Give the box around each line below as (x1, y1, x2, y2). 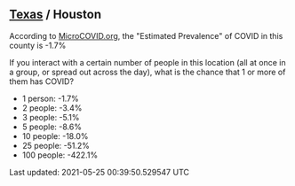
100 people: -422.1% (21, 150, 99, 160)
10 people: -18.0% (21, 130, 89, 141)
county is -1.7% (9, 40, 67, 50)
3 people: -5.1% (21, 112, 80, 122)
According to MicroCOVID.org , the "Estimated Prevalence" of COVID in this (9, 30, 283, 41)
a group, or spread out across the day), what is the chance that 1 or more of (9, 66, 286, 77)
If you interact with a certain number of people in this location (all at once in (9, 57, 286, 67)
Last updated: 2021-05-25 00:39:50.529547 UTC (9, 167, 189, 177)
